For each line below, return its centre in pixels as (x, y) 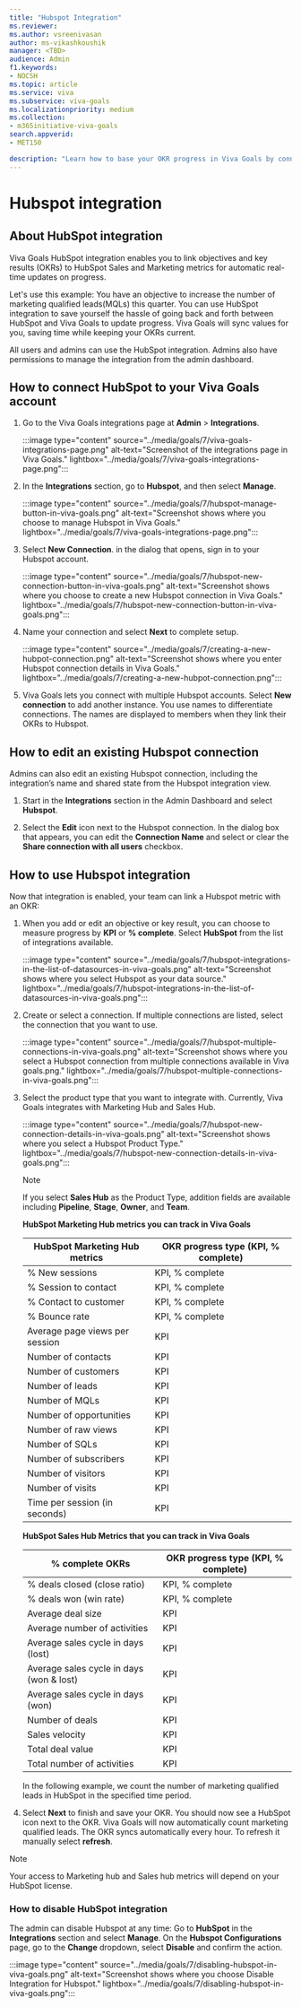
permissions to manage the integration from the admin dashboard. (132, 359)
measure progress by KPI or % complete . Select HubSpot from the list (153, 933)
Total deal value (60, 1750)
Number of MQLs (63, 1401)
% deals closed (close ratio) (86, 1585)
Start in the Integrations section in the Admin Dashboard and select (147, 801)
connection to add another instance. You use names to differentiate (147, 705)
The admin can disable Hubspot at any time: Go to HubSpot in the (131, 1928)
